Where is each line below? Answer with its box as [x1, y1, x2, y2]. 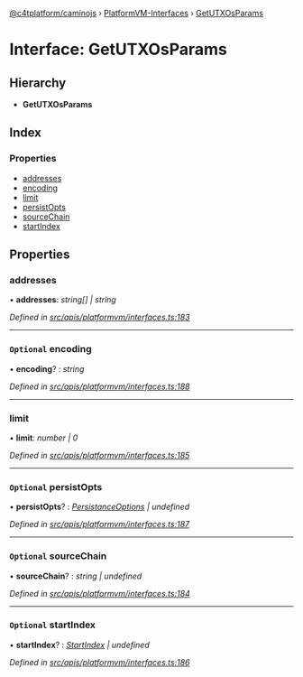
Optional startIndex [9, 618, 96, 631]
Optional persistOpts [9, 480, 103, 493]
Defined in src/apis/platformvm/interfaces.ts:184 [9, 588, 191, 598]
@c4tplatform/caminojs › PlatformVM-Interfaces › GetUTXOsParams [9, 8, 264, 18]
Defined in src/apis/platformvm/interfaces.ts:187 [9, 519, 190, 530]
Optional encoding [9, 343, 92, 356]
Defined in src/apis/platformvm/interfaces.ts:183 [9, 311, 190, 323]
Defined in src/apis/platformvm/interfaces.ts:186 [9, 656, 190, 667]
